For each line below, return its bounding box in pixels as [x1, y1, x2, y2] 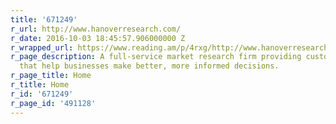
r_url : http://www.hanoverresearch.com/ [10, 24, 182, 34]
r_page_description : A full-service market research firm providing [10, 52, 302, 62]
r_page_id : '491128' [10, 98, 97, 108]
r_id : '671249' [10, 89, 74, 99]
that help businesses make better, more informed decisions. [19, 61, 280, 71]
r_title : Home [10, 80, 70, 90]
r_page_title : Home [10, 71, 92, 81]
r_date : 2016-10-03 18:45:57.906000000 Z [10, 33, 186, 43]
